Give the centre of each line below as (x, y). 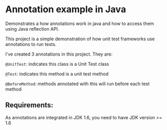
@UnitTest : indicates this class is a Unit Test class (57, 64)
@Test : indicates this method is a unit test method (57, 74)
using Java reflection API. (32, 29)
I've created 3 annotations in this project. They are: (59, 54)
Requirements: (29, 105)
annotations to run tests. (31, 44)
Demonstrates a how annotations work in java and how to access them (80, 23)
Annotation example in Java (66, 9)
